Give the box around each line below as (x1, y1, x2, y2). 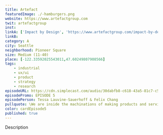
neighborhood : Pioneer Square (5, 48, 66, 52)
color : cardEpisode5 (5, 106, 47, 112)
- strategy (14, 79, 36, 84)
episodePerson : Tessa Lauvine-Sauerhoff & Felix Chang (5, 98, 118, 102)
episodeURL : (5, 88, 29, 93)
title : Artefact (5, 7, 38, 12)
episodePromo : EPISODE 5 (5, 93, 55, 98)
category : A (5, 39, 29, 44)
